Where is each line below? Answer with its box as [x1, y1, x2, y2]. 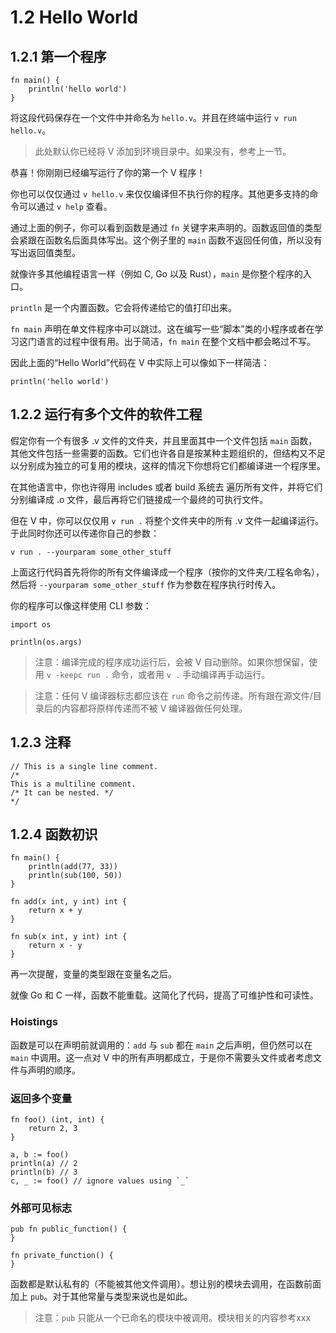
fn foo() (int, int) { [10, 1115, 105, 1125]
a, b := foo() [10, 1150, 70, 1160]
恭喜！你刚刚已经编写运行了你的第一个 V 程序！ [10, 167, 206, 178]
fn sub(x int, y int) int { [10, 932, 128, 942]
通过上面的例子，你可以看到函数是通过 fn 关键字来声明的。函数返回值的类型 [10, 222, 323, 233]
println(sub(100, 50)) [28, 871, 123, 881]
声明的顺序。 [27, 1064, 81, 1076]
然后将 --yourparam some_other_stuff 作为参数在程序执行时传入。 [10, 578, 282, 590]
